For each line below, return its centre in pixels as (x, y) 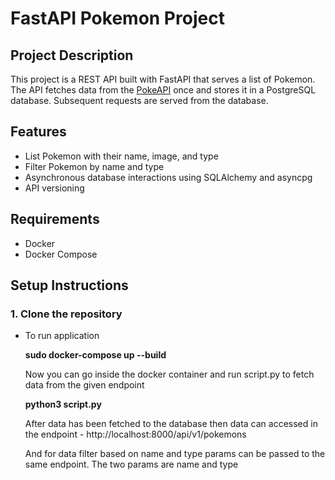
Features (38, 132)
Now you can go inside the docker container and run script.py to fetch (169, 374)
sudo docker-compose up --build (95, 355)
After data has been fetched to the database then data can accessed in (171, 424)
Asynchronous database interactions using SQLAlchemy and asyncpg (168, 177)
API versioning (54, 188)
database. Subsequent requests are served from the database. (139, 100)
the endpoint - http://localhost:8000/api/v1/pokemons (135, 434)
